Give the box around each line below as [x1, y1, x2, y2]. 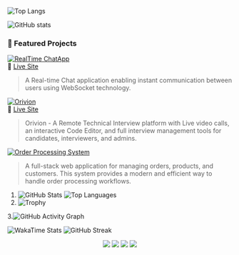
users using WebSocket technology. [24, 84, 131, 92]
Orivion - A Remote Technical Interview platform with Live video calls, [24, 119, 230, 128]
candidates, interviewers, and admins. [24, 134, 137, 143]
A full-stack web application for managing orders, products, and [24, 161, 214, 171]
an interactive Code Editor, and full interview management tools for [24, 126, 222, 135]
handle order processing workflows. [24, 177, 132, 186]
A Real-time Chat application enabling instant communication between [24, 76, 233, 85]
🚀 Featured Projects [7, 38, 77, 48]
